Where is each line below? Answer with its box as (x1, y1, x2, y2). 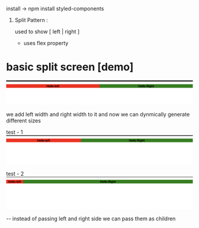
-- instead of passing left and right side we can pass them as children (6, 215, 176, 222)
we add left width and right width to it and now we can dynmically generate (6, 110, 190, 118)
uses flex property (23, 40, 69, 46)
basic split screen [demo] (6, 61, 134, 74)
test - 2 (6, 170, 24, 178)
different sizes (6, 117, 41, 124)
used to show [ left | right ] (14, 28, 80, 35)
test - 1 (6, 128, 23, 135)
